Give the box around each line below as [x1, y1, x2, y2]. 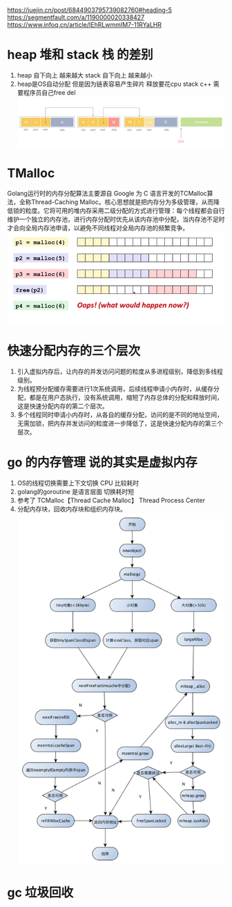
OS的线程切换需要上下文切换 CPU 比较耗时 [17, 479, 139, 487]
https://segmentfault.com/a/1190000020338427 [7, 13, 145, 21]
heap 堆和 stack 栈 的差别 [7, 47, 153, 63]
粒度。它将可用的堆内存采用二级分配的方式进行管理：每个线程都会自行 [25, 206, 225, 214]
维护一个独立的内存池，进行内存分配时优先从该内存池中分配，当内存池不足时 [7, 214, 225, 223]
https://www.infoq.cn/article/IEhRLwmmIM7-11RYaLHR [7, 21, 162, 28]
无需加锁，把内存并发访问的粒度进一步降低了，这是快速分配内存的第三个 [17, 419, 223, 428]
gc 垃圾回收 [7, 885, 74, 901]
